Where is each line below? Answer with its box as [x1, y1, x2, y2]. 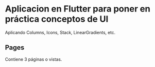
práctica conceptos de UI [5, 13, 108, 25]
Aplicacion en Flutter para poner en [5, 3, 151, 14]
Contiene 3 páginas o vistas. [5, 56, 62, 62]
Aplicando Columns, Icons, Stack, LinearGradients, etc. [5, 29, 116, 35]
